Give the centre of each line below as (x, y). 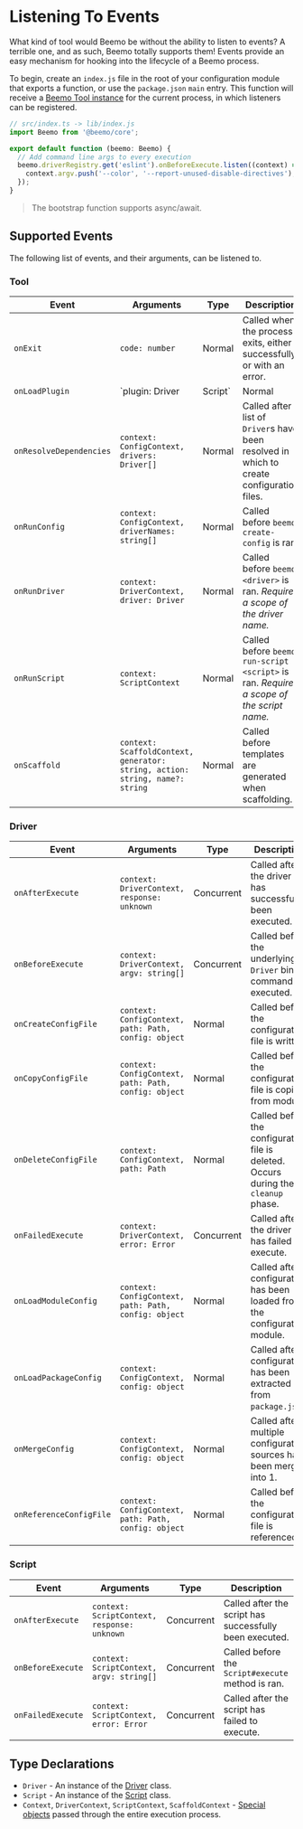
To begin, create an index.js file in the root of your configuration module (145, 78)
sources (268, 1455)
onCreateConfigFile (55, 1024)
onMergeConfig (44, 1449)
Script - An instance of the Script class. (96, 1796)
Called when (269, 320)
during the (272, 1183)
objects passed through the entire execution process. (122, 1815)
